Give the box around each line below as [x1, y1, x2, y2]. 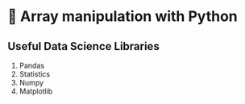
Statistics [19, 69, 51, 79]
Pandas [19, 60, 45, 70]
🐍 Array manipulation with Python [7, 7, 239, 26]
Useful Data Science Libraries [7, 40, 160, 53]
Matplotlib [19, 86, 53, 96]
